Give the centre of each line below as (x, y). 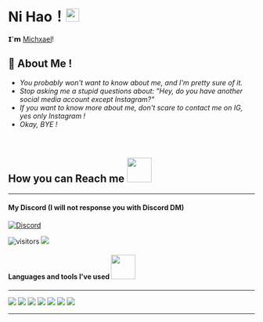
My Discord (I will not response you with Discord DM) (96, 208)
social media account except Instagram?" (87, 99)
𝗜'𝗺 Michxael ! (31, 39)
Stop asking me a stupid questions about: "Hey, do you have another (131, 91)
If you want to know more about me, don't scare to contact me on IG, (131, 107)
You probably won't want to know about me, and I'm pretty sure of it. (131, 82)
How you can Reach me (67, 179)
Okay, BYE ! (38, 124)
